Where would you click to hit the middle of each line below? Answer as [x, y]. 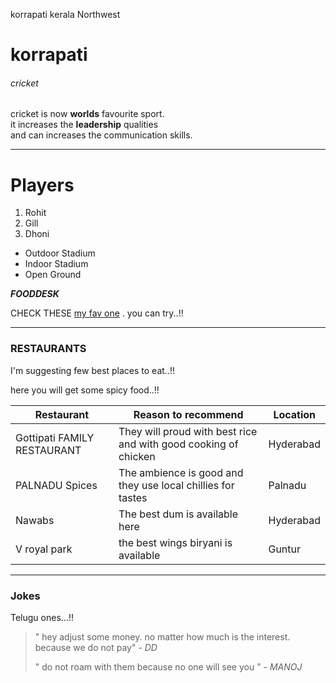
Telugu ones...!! [42, 617]
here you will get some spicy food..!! [85, 390]
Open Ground [53, 275]
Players [42, 185]
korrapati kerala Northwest [65, 14]
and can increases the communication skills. [101, 135]
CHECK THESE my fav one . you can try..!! [97, 313]
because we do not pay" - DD [96, 647]
